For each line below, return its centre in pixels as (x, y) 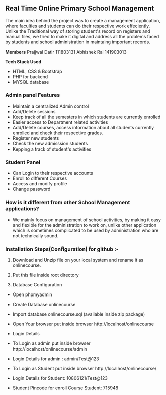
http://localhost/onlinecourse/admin (50, 349)
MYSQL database (31, 82)
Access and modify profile (40, 184)
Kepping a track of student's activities (52, 149)
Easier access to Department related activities (60, 122)
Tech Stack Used (23, 61)
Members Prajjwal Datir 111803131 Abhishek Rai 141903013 (66, 52)
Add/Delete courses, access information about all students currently (83, 128)
